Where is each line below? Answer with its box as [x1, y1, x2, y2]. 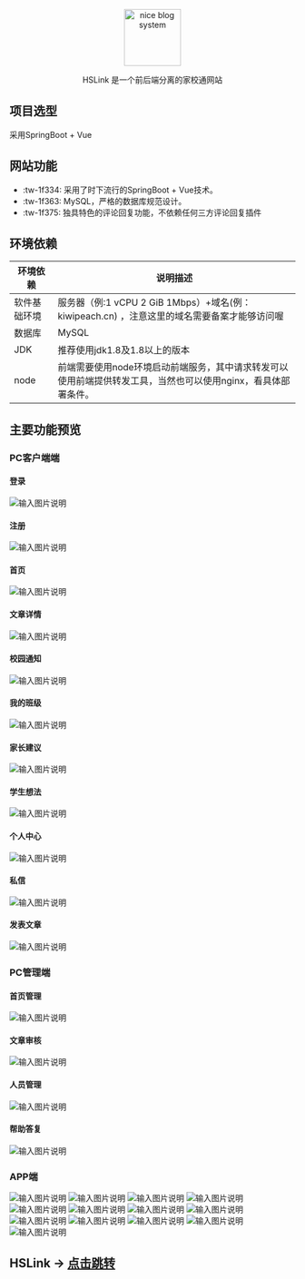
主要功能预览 [9, 422, 82, 438]
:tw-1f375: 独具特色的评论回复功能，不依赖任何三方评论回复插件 [22, 207, 262, 218]
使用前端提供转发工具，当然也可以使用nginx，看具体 [57, 375, 281, 388]
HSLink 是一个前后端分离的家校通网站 [82, 74, 223, 85]
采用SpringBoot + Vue [9, 129, 93, 140]
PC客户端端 [9, 451, 61, 464]
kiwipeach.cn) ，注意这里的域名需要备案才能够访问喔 [57, 310, 284, 322]
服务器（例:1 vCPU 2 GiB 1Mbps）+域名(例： [57, 296, 251, 309]
